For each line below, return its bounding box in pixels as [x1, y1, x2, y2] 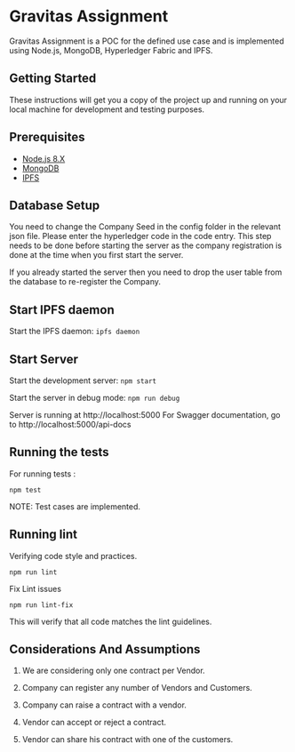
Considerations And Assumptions [9, 642, 201, 657]
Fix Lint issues [9, 583, 62, 594]
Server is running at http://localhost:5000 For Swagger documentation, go [9, 410, 281, 420]
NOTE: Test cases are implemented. [9, 500, 140, 512]
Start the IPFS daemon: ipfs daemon [9, 326, 140, 337]
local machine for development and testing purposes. [9, 104, 205, 115]
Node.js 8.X [21, 153, 66, 164]
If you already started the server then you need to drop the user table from [9, 267, 283, 277]
